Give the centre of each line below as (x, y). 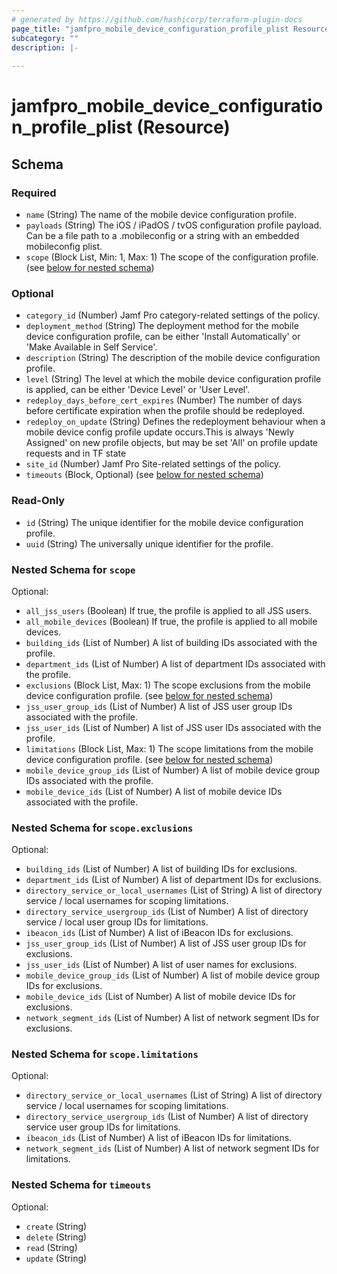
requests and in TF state (76, 453)
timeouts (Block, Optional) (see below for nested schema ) (144, 475)
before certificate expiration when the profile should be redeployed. (165, 411)
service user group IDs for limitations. (103, 1127)
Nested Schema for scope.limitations (105, 1054)
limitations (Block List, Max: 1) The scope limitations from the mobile (169, 748)
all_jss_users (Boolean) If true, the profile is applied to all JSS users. (168, 610)
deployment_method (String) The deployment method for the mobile (162, 326)
